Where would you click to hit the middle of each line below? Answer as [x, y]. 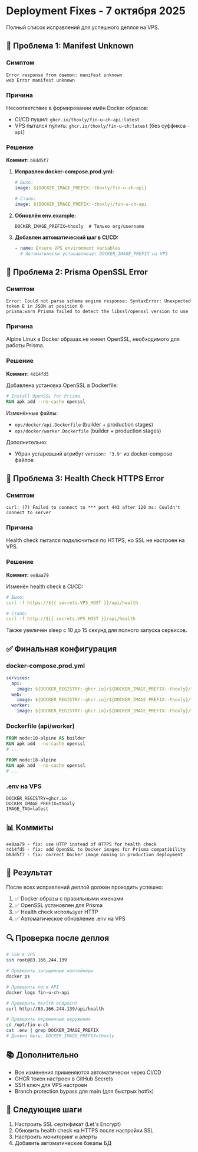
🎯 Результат [29, 873]
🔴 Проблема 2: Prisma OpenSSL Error [77, 272]
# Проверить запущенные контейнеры [50, 971]
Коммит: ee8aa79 [27, 575]
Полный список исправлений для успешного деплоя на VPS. [83, 27]
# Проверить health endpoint [42, 1003]
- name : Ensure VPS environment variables [67, 248]
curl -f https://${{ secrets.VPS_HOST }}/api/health [72, 603]
